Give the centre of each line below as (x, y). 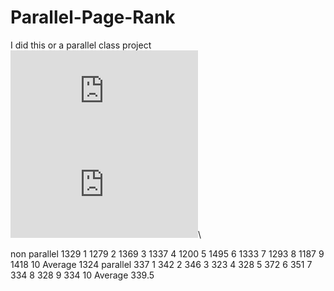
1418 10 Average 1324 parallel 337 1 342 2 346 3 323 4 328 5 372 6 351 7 (161, 264)
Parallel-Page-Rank (93, 17)
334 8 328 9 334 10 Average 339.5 (82, 275)
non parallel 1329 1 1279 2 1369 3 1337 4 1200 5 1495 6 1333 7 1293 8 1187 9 (167, 253)
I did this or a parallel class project (81, 45)
